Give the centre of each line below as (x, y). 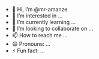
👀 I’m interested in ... (37, 16)
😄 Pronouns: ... (31, 44)
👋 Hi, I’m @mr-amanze (40, 9)
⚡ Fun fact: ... (28, 51)
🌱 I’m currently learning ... (44, 22)
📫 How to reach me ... (40, 35)
